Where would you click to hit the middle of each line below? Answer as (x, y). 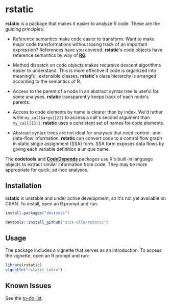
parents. (21, 102)
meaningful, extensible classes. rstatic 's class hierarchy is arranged (84, 76)
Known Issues (28, 286)
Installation (23, 186)
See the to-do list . (24, 298)
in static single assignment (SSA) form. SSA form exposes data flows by (88, 144)
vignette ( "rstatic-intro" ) (34, 270)
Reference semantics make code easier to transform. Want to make (83, 39)
